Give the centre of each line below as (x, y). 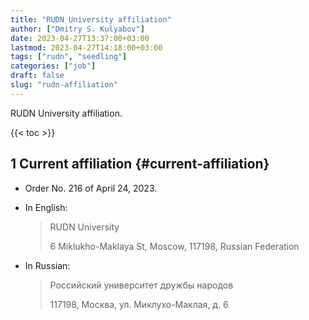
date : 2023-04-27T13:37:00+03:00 (80, 38)
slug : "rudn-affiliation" (64, 85)
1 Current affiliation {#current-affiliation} (140, 164)
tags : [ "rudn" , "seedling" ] (69, 57)
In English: (46, 207)
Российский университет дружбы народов (141, 285)
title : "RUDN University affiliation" (91, 19)
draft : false (37, 76)
